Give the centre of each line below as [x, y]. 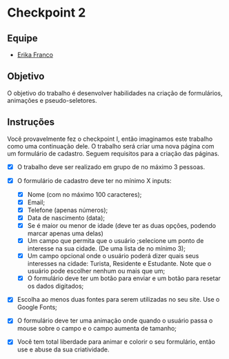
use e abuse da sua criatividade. [63, 349]
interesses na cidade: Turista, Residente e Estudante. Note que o [119, 264]
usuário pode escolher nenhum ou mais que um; [96, 271]
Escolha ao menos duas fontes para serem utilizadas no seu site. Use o [118, 300]
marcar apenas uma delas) [65, 233]
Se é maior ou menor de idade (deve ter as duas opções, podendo [121, 225]
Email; [36, 202]
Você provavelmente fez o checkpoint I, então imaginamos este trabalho [110, 139]
